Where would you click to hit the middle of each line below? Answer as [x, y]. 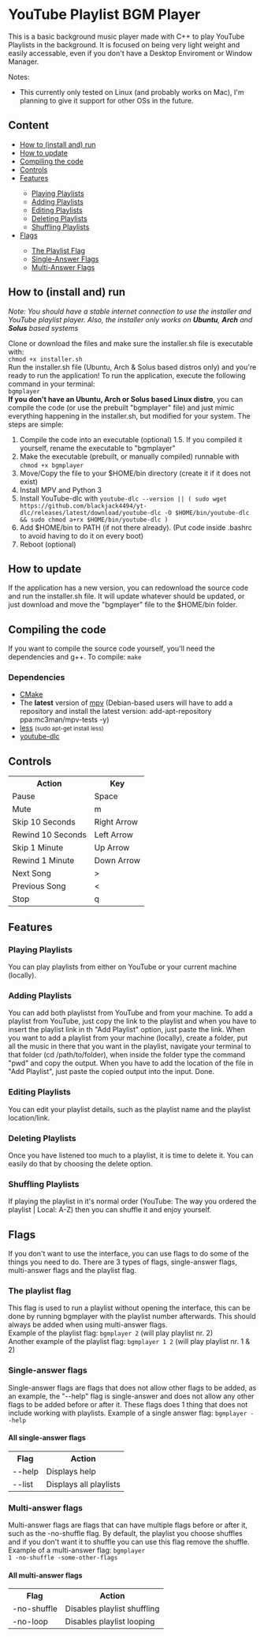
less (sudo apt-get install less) [61, 728]
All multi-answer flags [45, 1575]
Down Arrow [117, 861]
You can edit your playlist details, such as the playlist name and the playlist [129, 1109]
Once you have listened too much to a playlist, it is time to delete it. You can [131, 1155]
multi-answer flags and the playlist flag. [72, 1270]
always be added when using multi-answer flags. [88, 1325]
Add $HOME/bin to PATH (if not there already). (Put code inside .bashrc [136, 528]
